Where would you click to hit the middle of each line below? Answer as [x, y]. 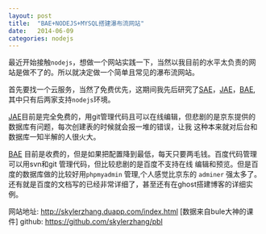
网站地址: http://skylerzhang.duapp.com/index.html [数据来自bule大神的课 [131, 211]
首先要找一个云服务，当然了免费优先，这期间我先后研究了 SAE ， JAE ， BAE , [132, 90]
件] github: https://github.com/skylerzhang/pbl [85, 222]
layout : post [30, 16]
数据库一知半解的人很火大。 [54, 137]
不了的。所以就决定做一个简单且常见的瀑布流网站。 [114, 73]
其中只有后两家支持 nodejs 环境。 [62, 100]
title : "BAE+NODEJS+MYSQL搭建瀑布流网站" [77, 23]
